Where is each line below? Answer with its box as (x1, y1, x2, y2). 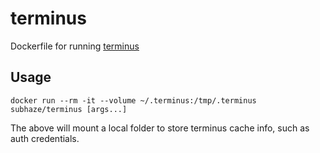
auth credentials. (10, 132, 80, 144)
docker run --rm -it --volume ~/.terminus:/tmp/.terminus (10, 95, 257, 106)
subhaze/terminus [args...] (10, 104, 128, 114)
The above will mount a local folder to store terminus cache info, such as (10, 122, 310, 134)
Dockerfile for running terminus (10, 40, 140, 52)
